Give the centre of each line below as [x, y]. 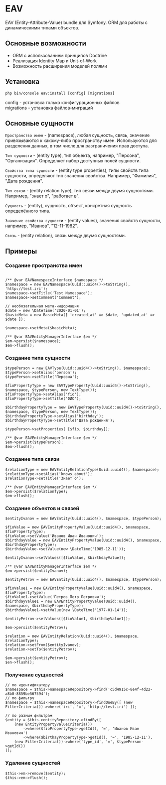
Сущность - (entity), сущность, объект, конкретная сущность [69, 206]
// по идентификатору [28, 685]
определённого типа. [28, 211]
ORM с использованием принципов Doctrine [60, 55]
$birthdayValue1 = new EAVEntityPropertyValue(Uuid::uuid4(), [71, 601]
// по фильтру [20, 698]
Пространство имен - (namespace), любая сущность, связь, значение [78, 135]
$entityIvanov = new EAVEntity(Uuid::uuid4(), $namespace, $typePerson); [83, 519]
